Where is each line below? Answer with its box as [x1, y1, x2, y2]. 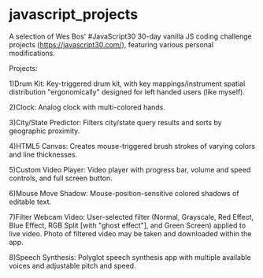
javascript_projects [9, 6, 139, 24]
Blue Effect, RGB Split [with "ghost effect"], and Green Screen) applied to [9, 221, 246, 230]
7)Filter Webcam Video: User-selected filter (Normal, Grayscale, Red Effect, [9, 212, 254, 221]
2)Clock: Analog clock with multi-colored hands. [9, 102, 166, 112]
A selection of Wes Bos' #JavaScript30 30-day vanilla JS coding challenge [9, 32, 252, 41]
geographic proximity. [9, 126, 80, 135]
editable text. [9, 197, 52, 206]
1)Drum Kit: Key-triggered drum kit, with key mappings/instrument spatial [9, 79, 246, 88]
